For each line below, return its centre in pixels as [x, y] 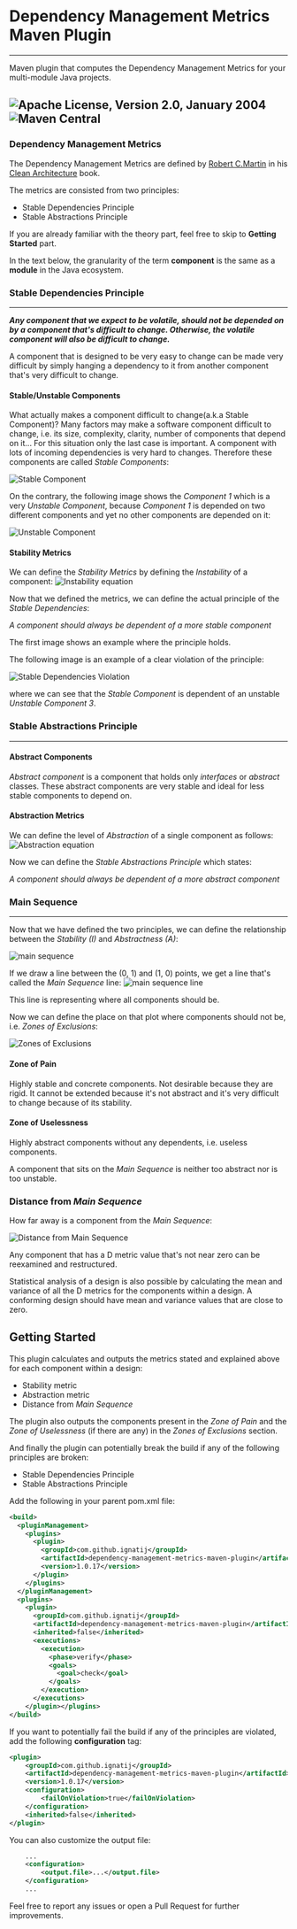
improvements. [36, 1915]
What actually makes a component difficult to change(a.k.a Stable [129, 415]
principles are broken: [49, 1457]
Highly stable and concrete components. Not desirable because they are [141, 1084]
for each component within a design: [76, 1368]
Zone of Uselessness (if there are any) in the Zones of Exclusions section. [144, 1431]
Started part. [33, 243]
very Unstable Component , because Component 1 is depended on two [137, 505]
